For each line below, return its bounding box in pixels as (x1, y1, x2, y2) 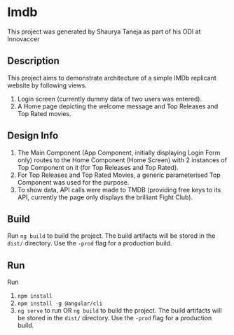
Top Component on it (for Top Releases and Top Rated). (17, 163, 179, 171)
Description (7, 55, 60, 67)
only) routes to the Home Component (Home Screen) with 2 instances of (17, 155, 228, 164)
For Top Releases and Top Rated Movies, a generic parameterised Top (17, 171, 221, 179)
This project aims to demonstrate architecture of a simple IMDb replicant (7, 73, 217, 82)
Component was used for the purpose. (17, 178, 130, 186)
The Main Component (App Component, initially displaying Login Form (17, 148, 221, 157)
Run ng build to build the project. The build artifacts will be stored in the (7, 231, 216, 240)
